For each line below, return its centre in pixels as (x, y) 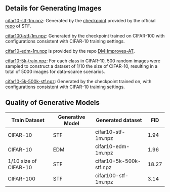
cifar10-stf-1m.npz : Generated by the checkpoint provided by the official (80, 20)
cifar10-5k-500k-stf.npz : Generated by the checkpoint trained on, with (78, 81)
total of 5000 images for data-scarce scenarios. (55, 71)
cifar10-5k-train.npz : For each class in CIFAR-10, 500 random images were (83, 61)
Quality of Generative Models (52, 103)
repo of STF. (18, 26)
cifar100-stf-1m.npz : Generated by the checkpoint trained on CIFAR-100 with (85, 35)
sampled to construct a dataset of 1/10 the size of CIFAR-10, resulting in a (81, 66)
